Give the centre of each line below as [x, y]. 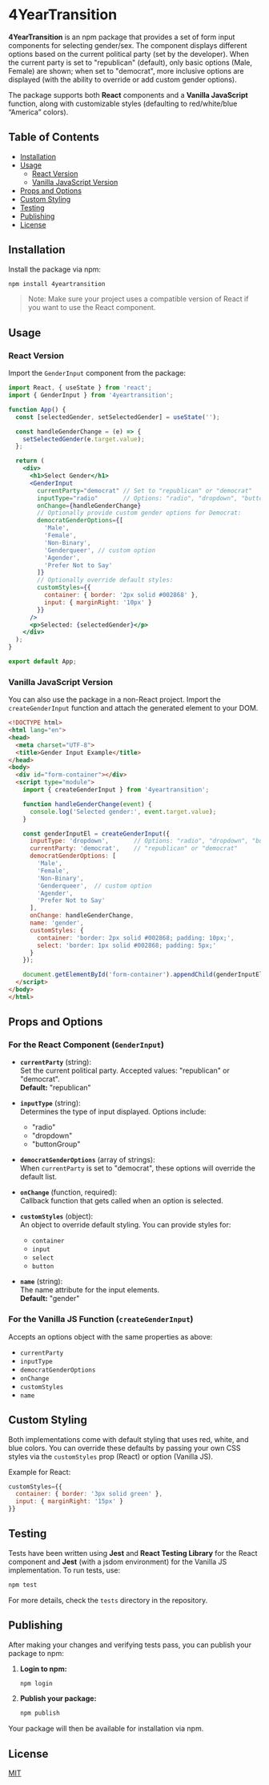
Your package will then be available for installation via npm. [106, 1729]
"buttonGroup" [56, 1144]
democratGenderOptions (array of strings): [87, 1160]
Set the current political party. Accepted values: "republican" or [125, 1070]
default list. [38, 1177]
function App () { [37, 409]
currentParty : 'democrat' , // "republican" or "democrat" [134, 848]
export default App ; [43, 662]
